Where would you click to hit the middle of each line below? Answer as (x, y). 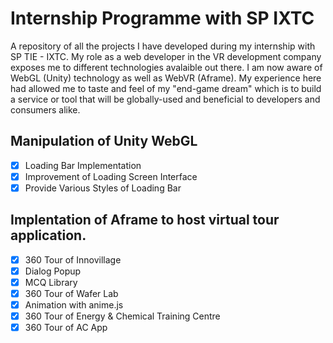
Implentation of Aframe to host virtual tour (145, 220)
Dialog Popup (53, 271)
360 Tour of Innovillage (73, 259)
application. (48, 235)
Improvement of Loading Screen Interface (111, 176)
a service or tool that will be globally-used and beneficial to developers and (165, 99)
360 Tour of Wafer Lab (71, 293)
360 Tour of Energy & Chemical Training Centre (122, 316)
